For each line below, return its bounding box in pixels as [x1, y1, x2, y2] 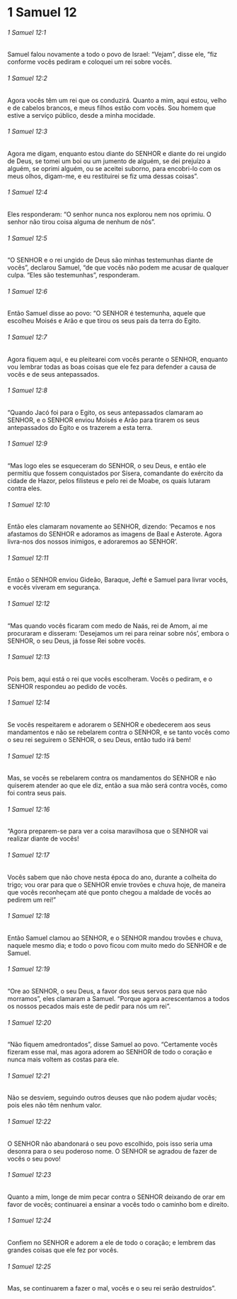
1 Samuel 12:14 [7, 698, 51, 707]
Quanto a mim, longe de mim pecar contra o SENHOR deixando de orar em [7, 1193, 226, 1201]
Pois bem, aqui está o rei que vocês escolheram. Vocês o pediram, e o [7, 675, 213, 683]
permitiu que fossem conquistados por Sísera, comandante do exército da [7, 469, 224, 477]
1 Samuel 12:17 [7, 851, 50, 859]
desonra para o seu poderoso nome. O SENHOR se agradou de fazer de [7, 1146, 217, 1155]
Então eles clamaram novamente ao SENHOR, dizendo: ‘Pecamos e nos [7, 522, 216, 531]
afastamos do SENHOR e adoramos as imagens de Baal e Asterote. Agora [7, 530, 222, 538]
